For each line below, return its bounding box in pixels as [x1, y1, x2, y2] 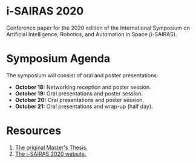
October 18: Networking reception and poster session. [15, 83, 151, 91]
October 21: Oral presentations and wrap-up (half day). [15, 103, 153, 110]
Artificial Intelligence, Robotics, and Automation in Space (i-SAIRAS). [6, 30, 177, 37]
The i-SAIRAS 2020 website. [15, 150, 87, 158]
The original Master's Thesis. [15, 144, 88, 151]
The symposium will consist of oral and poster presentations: [6, 71, 158, 79]
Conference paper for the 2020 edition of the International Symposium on [6, 24, 191, 31]
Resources [6, 124, 62, 138]
